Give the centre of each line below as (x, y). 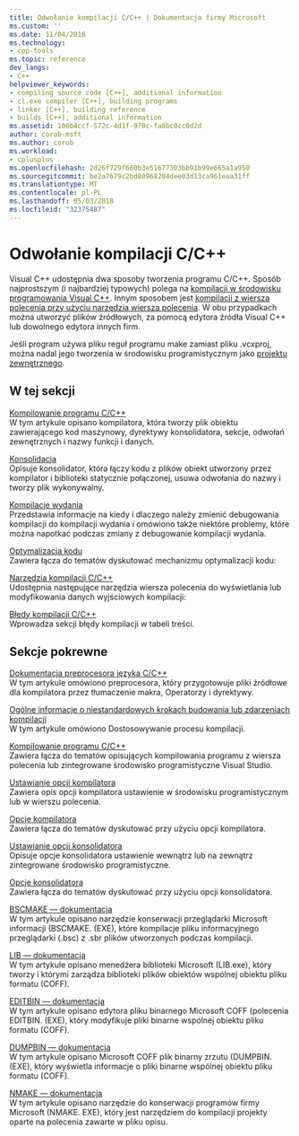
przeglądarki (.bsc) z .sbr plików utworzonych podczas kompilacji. (131, 938)
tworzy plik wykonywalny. (57, 487)
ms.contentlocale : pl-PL (56, 193)
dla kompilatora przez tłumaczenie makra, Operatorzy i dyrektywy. (132, 693)
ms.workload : (34, 151)
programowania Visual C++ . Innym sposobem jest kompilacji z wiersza (140, 298)
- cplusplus (31, 159)
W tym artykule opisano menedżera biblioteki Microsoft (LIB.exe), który (141, 965)
